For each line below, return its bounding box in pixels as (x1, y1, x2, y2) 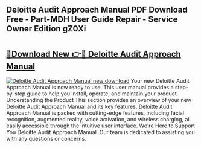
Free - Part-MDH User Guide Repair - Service (6, 14, 178, 25)
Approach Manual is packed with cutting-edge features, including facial (6, 109, 185, 117)
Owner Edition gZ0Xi (6, 24, 86, 34)
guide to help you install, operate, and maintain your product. (27, 90, 179, 97)
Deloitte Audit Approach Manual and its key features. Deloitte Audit (6, 103, 173, 110)
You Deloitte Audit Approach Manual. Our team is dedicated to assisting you (6, 129, 195, 135)
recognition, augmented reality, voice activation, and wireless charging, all (6, 116, 191, 123)
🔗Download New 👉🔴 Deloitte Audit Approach (6, 48, 181, 59)
